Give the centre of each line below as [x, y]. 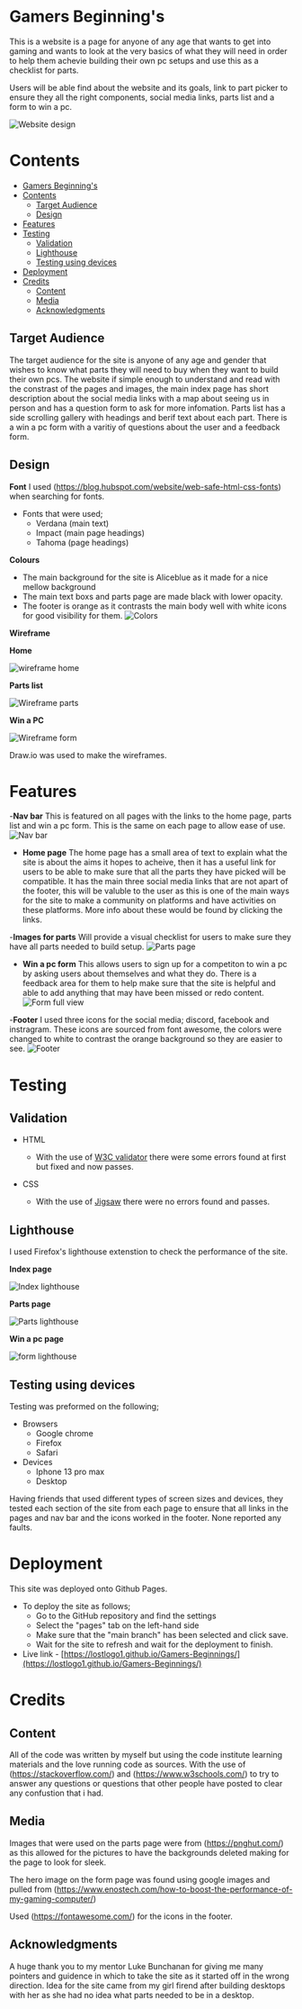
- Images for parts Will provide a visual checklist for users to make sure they [151, 937]
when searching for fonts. [57, 496]
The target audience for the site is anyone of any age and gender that [138, 360]
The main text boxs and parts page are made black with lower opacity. [152, 596]
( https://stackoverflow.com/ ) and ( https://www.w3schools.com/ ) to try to [144, 1774]
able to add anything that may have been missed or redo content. [143, 993]
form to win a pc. [41, 106]
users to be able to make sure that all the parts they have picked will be [154, 872]
